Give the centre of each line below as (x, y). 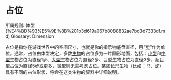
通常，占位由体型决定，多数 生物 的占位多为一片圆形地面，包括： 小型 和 (88, 53)
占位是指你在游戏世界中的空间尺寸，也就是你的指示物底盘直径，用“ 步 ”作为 (83, 47)
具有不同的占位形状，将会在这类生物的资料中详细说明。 (63, 72)
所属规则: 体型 (20, 25)
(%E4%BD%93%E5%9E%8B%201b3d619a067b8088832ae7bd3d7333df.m (85, 31)
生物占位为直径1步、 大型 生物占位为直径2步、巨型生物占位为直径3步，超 (85, 59)
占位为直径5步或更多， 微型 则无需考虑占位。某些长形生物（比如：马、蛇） (87, 66)
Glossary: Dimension (33, 36)
